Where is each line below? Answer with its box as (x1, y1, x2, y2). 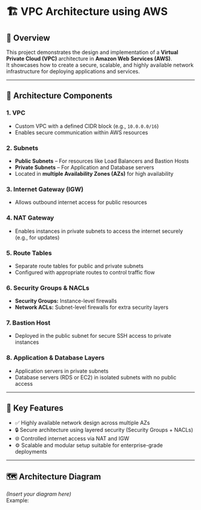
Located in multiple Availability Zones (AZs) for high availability (14, 170, 173, 177)
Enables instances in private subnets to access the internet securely (14, 227, 184, 235)
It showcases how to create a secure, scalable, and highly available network (6, 61, 194, 68)
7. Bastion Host (6, 319, 51, 327)
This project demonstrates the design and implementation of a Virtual (6, 49, 178, 56)
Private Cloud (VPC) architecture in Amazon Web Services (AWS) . (6, 55, 172, 62)
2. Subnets (6, 143, 39, 152)
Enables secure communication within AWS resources (14, 128, 148, 136)
